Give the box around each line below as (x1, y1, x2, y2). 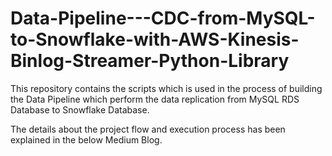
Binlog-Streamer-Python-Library (10, 50, 290, 72)
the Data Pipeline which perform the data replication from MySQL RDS (10, 93, 300, 105)
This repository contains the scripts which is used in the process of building (10, 82, 323, 94)
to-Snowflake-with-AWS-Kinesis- (10, 28, 300, 51)
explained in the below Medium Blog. (10, 133, 163, 146)
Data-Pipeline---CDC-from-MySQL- (10, 7, 316, 30)
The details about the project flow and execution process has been (10, 123, 286, 135)
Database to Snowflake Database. (10, 103, 150, 116)
